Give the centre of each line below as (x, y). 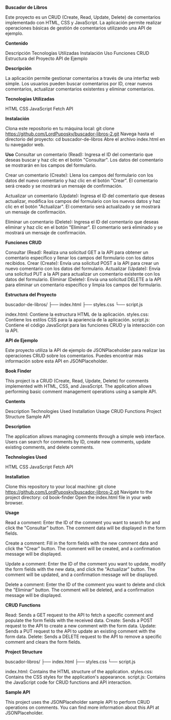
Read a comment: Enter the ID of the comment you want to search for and (83, 522)
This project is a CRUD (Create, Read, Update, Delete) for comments (77, 381)
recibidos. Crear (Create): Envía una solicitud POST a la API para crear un (82, 263)
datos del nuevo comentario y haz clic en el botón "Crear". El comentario (82, 181)
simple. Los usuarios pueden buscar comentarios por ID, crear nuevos (79, 84)
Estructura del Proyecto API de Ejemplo (47, 58)
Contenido (17, 43)
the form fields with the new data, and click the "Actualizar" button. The (80, 569)
